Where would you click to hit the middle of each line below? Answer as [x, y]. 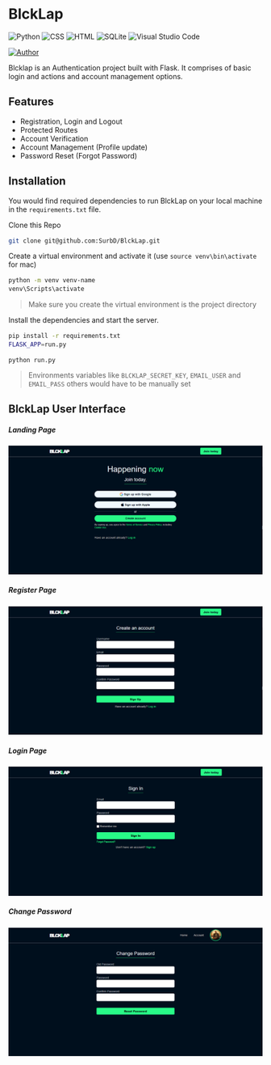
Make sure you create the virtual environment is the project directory [142, 305]
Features [31, 102]
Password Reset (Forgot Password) [79, 155]
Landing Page [32, 429]
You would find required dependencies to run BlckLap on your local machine [135, 201]
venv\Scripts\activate [46, 289]
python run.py [32, 360]
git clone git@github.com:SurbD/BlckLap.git [84, 241]
